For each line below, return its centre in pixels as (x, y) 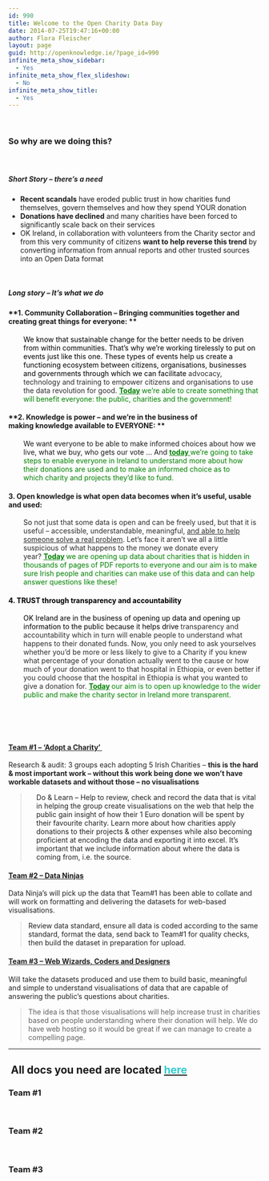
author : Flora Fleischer (50, 38)
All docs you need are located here (99, 1070)
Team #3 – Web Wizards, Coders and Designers (89, 961)
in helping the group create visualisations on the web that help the (145, 806)
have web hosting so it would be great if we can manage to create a (140, 1029)
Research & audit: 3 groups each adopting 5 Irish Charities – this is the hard (133, 765)
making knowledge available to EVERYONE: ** (87, 426)
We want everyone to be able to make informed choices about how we (140, 444)
